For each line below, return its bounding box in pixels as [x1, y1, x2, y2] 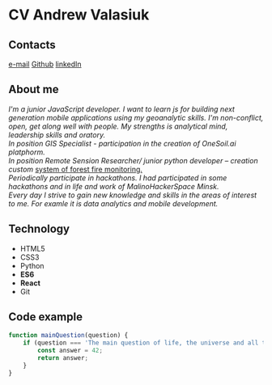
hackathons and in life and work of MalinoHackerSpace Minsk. [8, 181, 219, 191]
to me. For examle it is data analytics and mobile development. [8, 198, 219, 208]
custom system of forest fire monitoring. [8, 164, 143, 174]
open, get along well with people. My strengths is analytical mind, [8, 121, 228, 131]
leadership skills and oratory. [8, 129, 106, 139]
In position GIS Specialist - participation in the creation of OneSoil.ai [8, 138, 236, 148]
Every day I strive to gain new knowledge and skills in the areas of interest [8, 190, 257, 200]
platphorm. [8, 147, 46, 157]
